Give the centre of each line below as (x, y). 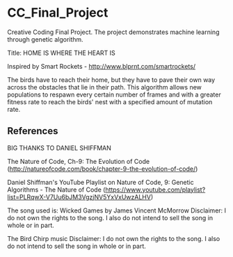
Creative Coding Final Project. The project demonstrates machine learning (113, 32)
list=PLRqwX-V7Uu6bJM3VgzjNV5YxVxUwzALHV (79, 197)
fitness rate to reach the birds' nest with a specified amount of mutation (110, 101)
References (33, 131)
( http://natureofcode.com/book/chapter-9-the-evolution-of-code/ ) (103, 169)
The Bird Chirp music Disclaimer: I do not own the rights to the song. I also (114, 238)
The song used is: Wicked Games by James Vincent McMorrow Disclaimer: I (117, 210)
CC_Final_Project (58, 13)
